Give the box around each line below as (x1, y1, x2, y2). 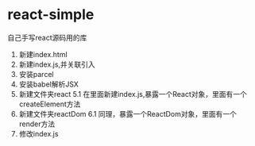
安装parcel (18, 69, 54, 79)
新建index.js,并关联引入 (18, 60, 96, 69)
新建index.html (18, 49, 68, 59)
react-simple (7, 6, 95, 24)
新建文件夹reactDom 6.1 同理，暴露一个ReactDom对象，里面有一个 (18, 109, 238, 118)
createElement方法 (18, 99, 81, 109)
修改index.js (18, 129, 59, 138)
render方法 (18, 119, 56, 129)
